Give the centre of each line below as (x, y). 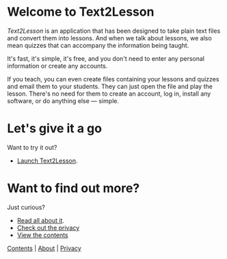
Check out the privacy (48, 228)
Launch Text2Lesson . (47, 161)
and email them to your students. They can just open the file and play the (110, 86)
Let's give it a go (55, 129)
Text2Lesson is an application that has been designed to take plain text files (114, 31)
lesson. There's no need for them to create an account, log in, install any (109, 94)
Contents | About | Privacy (44, 248)
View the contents (42, 235)
